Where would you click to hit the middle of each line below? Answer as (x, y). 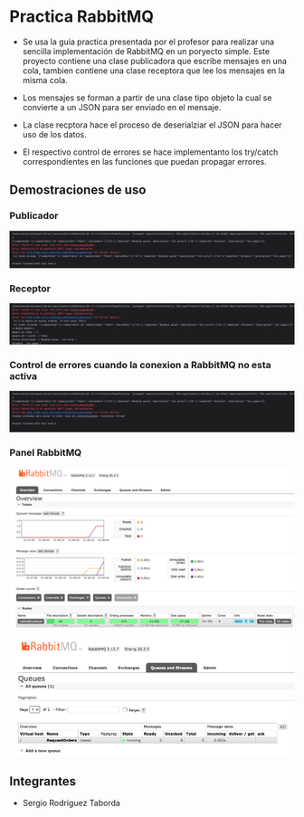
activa (24, 375)
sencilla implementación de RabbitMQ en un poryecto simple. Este (146, 51)
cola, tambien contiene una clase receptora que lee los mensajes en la (153, 71)
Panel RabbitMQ (46, 452)
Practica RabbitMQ (81, 17)
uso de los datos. (55, 134)
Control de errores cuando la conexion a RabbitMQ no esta (140, 365)
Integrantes (43, 781)
